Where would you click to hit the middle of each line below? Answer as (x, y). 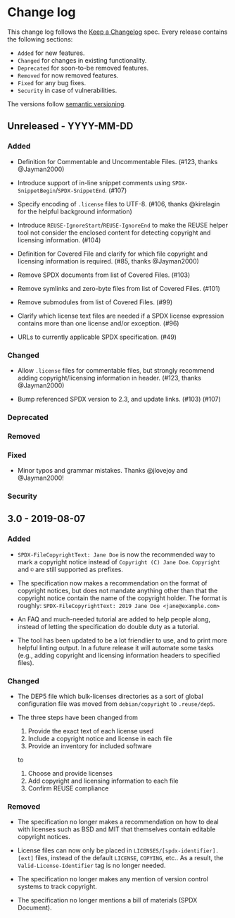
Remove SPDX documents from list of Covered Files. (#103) (104, 275)
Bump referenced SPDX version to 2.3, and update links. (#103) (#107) (119, 399)
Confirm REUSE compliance (68, 788)
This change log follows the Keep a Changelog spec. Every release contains (118, 32)
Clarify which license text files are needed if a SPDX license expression (121, 316)
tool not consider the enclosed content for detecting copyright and (114, 232)
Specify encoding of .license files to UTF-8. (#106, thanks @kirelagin (119, 204)
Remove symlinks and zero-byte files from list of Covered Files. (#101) (119, 288)
